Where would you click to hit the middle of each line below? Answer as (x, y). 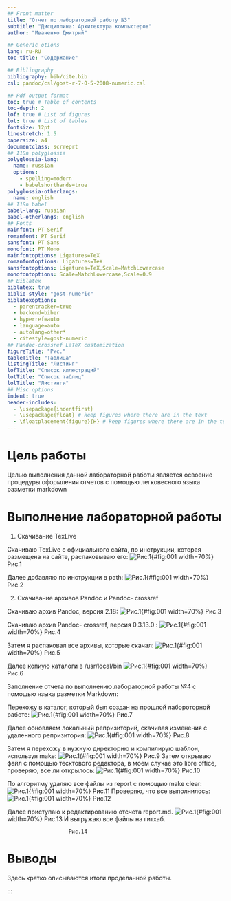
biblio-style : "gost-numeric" (51, 294)
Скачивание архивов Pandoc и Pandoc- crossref (88, 598)
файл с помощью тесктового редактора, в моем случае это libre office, (112, 763)
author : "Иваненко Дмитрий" (47, 33)
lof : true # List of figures (49, 115)
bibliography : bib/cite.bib (47, 76)
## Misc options (30, 389)
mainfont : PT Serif (35, 230)
